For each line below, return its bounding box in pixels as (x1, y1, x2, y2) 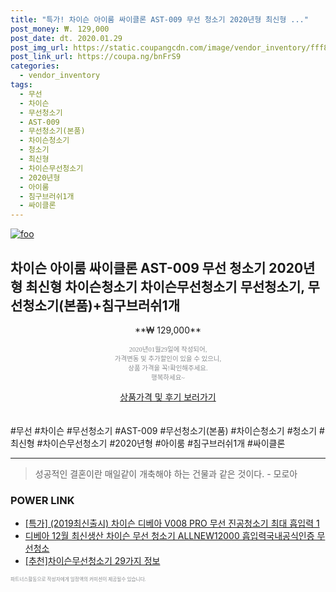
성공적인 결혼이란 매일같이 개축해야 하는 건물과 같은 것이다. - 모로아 (34, 467, 298, 480)
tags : (10, 80, 33, 90)
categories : (10, 61, 60, 71)
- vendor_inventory (19, 71, 101, 81)
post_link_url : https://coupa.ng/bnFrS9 (10, 52, 182, 62)
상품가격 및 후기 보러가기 (119, 391, 217, 403)
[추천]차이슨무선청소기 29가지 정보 (24, 555, 161, 567)
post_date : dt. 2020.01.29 (10, 33, 123, 43)
